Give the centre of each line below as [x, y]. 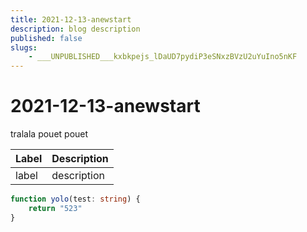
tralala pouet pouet [49, 134]
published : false [46, 38]
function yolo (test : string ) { [75, 199]
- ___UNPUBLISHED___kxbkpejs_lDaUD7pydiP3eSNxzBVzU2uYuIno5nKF [163, 57]
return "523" [55, 208]
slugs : [24, 47]
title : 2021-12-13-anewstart [71, 19]
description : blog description [75, 29]
